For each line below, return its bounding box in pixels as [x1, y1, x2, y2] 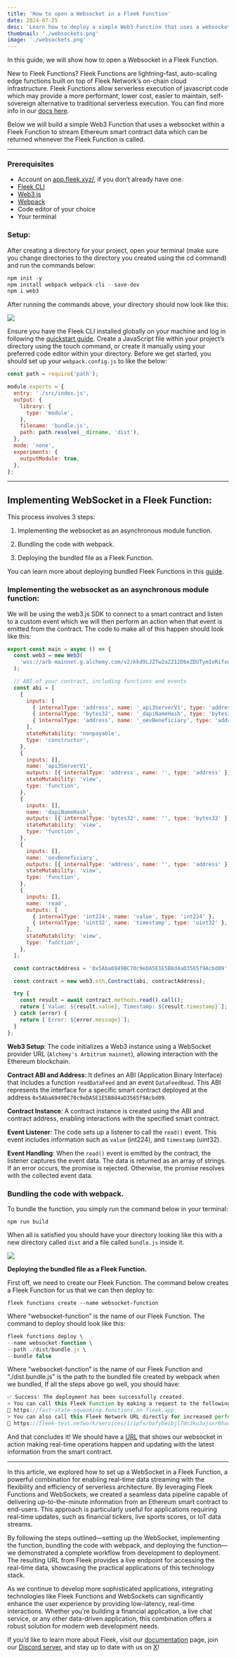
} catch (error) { [13, 1010, 68, 1017]
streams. [7, 1520, 33, 1528]
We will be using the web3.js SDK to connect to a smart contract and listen [7, 609, 223, 618]
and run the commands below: [7, 261, 96, 269]
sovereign [7, 99, 37, 107]
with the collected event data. [7, 1171, 93, 1180]
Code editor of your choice [17, 205, 96, 214]
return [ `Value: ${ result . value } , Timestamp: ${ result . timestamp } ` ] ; [20, 1003, 228, 1010]
